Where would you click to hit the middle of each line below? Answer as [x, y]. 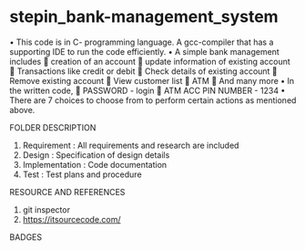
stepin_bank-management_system [144, 17]
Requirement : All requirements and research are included [131, 145]
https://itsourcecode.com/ [71, 219]
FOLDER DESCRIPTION [53, 127]
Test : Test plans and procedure [82, 174]
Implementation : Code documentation [95, 164]
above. [22, 109]
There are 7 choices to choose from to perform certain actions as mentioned [153, 100]
